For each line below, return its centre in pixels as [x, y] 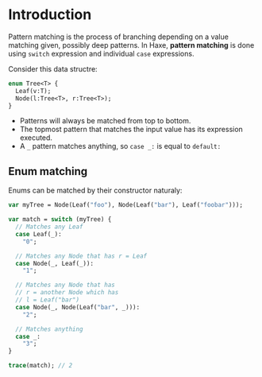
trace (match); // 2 [40, 366]
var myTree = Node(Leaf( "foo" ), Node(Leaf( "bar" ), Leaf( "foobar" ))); [126, 205]
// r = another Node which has [67, 293]
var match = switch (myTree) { [60, 220]
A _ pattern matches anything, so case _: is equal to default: [120, 146]
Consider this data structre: [53, 68]
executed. [36, 138]
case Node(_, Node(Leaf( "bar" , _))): [78, 307]
